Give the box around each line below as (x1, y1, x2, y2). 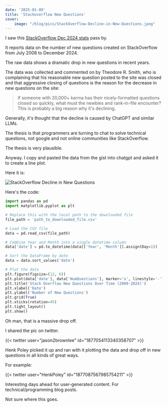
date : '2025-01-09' (5, 7, 46, 12)
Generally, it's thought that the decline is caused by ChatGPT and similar (5, 115, 154, 121)
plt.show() (5, 309, 28, 314)
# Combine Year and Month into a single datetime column (5, 240, 126, 245)
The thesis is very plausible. (5, 145, 63, 151)
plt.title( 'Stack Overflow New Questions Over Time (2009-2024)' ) (5, 281, 146, 286)
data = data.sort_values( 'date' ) (5, 258, 75, 263)
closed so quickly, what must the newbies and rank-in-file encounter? (17, 100, 161, 106)
